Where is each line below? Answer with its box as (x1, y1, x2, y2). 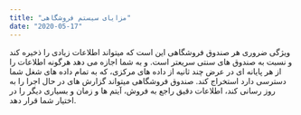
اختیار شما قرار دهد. (9, 94, 77, 105)
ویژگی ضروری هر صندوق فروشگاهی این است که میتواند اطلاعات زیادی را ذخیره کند (9, 46, 291, 57)
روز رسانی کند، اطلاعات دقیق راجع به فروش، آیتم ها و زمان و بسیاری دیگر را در (9, 85, 276, 96)
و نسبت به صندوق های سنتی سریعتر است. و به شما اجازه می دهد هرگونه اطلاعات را (9, 56, 293, 67)
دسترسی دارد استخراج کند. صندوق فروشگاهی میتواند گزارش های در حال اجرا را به (9, 75, 287, 86)
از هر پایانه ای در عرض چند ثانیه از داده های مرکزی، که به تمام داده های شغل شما (9, 65, 282, 77)
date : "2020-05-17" (9, 22, 83, 31)
